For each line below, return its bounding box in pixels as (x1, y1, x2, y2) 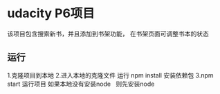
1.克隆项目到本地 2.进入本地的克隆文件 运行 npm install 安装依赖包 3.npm (7, 71, 214, 79)
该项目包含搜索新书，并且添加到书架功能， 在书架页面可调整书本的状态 (7, 30, 209, 38)
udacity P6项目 (7, 5, 95, 21)
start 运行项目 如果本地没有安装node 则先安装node (7, 80, 155, 88)
